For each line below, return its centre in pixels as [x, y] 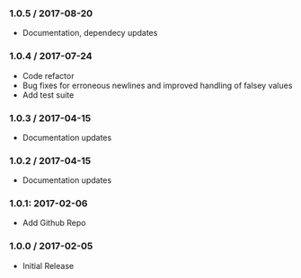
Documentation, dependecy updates [90, 33]
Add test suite [48, 95]
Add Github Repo [54, 223]
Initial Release [48, 265]
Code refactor [48, 75]
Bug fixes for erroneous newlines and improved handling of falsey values [157, 85]
